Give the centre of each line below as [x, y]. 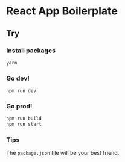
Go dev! [18, 78]
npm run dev [21, 91]
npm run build [24, 119]
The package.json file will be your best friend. [63, 153]
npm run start [24, 125]
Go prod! [19, 106]
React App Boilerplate [62, 11]
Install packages [31, 51]
